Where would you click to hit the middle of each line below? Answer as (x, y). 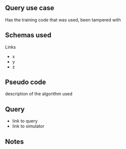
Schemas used (28, 35)
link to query (25, 121)
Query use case (30, 8)
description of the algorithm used (39, 94)
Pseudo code (26, 82)
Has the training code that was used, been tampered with (63, 20)
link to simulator (28, 126)
